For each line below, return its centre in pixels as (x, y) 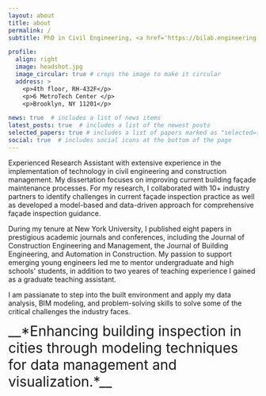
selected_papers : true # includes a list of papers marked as (113, 133)
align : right (37, 60)
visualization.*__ (60, 381)
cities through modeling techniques (123, 348)
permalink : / (30, 30)
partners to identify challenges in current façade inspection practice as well (131, 196)
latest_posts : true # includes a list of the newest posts (110, 125)
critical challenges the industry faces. (69, 311)
